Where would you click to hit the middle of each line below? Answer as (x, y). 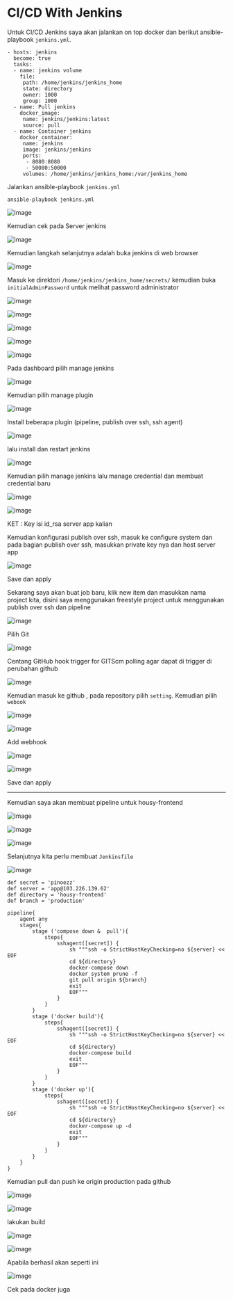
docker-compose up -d (100, 1126)
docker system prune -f (103, 974)
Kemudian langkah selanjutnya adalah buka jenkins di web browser (103, 252)
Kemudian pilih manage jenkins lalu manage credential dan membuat (105, 476)
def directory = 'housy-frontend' (57, 894)
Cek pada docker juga (39, 1289)
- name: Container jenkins (52, 131)
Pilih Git (18, 634)
